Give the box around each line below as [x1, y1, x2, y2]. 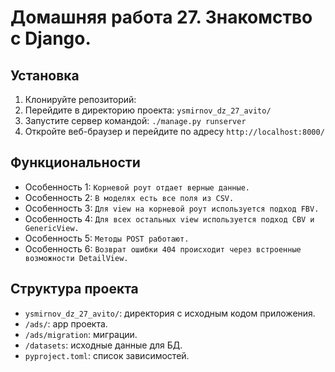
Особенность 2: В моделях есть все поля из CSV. [24, 191, 235, 203]
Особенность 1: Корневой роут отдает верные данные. [24, 181, 250, 193]
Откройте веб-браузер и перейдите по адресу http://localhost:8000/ [24, 126, 325, 137]
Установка [10, 67, 80, 84]
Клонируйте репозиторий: [24, 94, 137, 105]
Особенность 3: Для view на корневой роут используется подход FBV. [24, 202, 320, 214]
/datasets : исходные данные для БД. [24, 339, 183, 351]
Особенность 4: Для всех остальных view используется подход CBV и [24, 212, 315, 225]
